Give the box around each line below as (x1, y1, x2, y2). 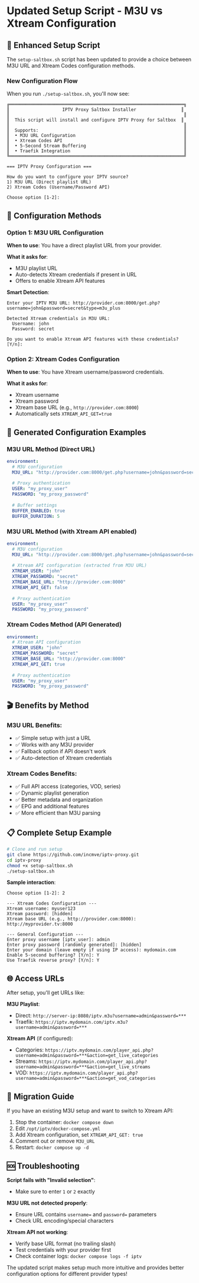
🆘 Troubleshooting (6, 1161, 80, 1171)
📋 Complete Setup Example (6, 828, 112, 838)
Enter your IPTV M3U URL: (6, 300, 70, 306)
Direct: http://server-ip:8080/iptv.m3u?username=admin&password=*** (15, 1012, 187, 1019)
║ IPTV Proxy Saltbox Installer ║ (6, 107, 184, 113)
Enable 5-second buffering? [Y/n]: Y (6, 952, 100, 958)
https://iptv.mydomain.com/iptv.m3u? (35, 1020, 129, 1026)
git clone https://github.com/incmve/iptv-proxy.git (6, 851, 139, 857)
